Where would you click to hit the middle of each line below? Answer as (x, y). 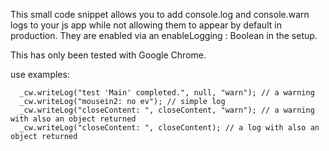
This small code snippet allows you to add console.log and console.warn (160, 14)
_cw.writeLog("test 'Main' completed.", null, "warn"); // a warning (167, 93)
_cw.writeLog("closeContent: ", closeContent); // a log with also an (169, 128)
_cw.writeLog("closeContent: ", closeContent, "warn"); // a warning (167, 110)
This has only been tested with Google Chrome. (108, 55)
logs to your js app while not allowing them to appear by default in (146, 25)
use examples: (40, 74)
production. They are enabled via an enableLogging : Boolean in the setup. (164, 35)
